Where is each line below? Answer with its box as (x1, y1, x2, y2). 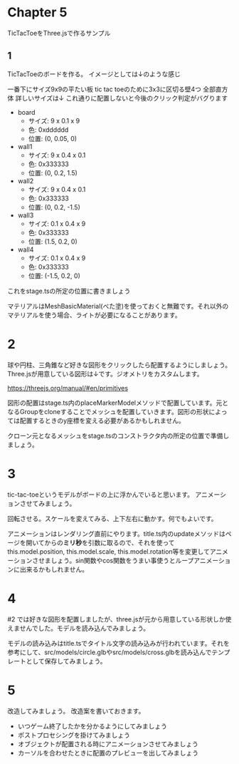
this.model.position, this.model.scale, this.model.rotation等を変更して (7, 547, 210, 556)
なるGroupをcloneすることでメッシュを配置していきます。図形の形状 (7, 407, 209, 415)
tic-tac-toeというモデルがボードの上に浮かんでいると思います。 (7, 490, 194, 499)
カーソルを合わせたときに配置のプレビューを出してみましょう (17, 748, 199, 757)
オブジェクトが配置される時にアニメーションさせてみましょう (17, 739, 199, 748)
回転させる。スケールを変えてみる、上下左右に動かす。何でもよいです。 (7, 514, 218, 522)
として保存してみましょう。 (26, 656, 107, 665)
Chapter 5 (7, 4, 68, 21)
